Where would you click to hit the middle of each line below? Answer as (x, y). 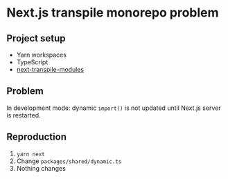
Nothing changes (41, 168)
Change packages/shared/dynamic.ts (69, 161)
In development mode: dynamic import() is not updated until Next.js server (114, 108)
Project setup (36, 38)
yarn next (31, 154)
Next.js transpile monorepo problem (113, 13)
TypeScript (32, 62)
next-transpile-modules (50, 69)
